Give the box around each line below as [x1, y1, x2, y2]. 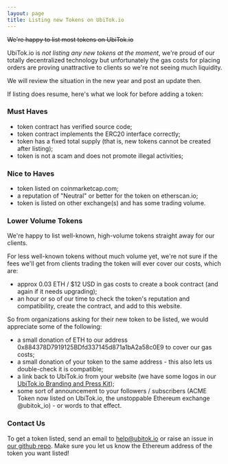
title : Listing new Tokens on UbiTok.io [7, 16, 125, 23]
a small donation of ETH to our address [16, 336, 128, 344]
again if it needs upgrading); [16, 288, 98, 296]
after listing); [16, 144, 54, 152]
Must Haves [7, 107, 48, 117]
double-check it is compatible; [16, 365, 104, 373]
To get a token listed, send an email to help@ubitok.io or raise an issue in [7, 434, 214, 443]
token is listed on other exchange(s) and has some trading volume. [16, 199, 206, 207]
